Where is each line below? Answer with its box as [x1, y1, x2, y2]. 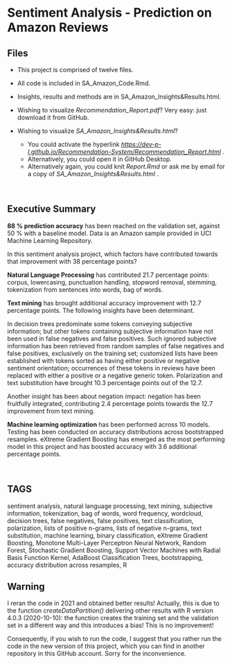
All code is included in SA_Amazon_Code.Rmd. [17, 79, 151, 87]
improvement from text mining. [7, 407, 96, 415]
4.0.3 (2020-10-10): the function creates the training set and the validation [7, 614, 219, 622]
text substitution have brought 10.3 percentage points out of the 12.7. [7, 378, 203, 386]
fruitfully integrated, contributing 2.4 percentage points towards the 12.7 [7, 399, 213, 407]
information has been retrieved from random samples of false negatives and [7, 341, 224, 350]
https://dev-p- [121, 140, 161, 148]
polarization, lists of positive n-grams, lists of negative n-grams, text [7, 524, 202, 532]
